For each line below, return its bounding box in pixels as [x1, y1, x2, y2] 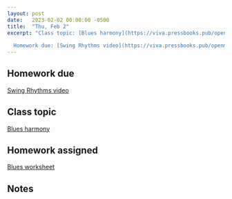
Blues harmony [7, 124, 50, 133]
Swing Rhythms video [7, 86, 69, 94]
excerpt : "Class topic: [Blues [7, 29, 97, 37]
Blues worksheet [7, 163, 55, 171]
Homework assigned [7, 144, 98, 156]
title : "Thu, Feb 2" [7, 23, 70, 30]
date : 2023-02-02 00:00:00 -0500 [7, 17, 110, 23]
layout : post [7, 10, 45, 17]
